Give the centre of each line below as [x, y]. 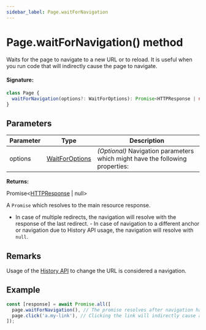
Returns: [18, 182]
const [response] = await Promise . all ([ [59, 304]
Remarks [24, 256]
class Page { [23, 93]
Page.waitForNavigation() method [95, 42]
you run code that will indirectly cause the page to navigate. [82, 66]
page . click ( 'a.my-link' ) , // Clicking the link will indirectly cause [104, 316]
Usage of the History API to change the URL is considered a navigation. [97, 271]
